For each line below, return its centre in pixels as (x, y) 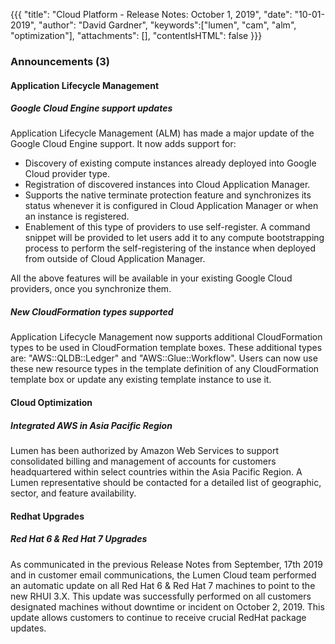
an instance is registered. (77, 216)
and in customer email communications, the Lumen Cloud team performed (163, 575)
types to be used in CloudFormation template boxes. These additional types (166, 348)
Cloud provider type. (67, 174)
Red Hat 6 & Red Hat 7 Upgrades (79, 539)
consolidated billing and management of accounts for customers (143, 461)
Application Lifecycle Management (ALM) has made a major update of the (162, 133)
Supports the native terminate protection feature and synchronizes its (168, 195)
